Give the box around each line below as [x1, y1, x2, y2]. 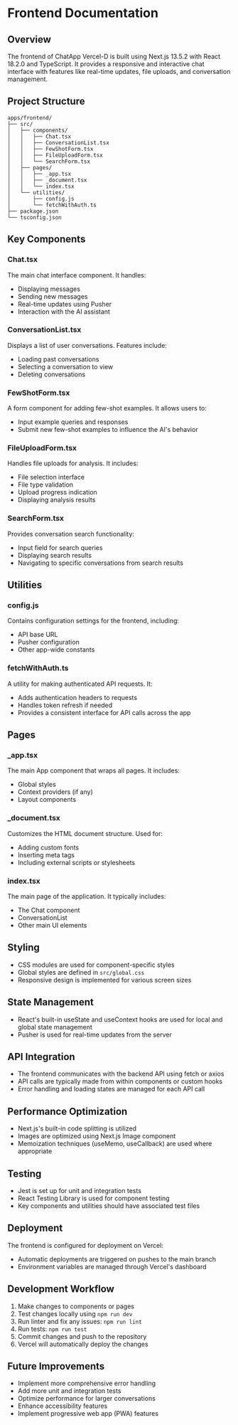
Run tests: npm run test [17, 1325, 87, 1333]
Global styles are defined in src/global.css [17, 968, 145, 976]
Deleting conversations [17, 370, 86, 378]
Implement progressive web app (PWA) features [17, 1409, 158, 1418]
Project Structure [7, 95, 85, 107]
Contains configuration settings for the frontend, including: [7, 617, 180, 625]
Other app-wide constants [17, 645, 95, 654]
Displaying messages [17, 285, 80, 293]
